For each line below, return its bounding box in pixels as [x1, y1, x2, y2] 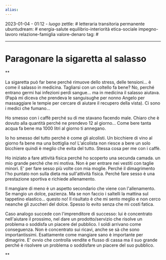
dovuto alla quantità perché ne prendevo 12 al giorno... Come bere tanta [5, 120, 152, 126]
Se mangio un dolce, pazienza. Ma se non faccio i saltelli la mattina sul [5, 190, 149, 196]
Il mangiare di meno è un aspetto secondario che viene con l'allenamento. [5, 186, 156, 191]
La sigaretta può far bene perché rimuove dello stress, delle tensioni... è [5, 79, 152, 85]
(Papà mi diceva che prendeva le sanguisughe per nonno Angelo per [5, 95, 145, 101]
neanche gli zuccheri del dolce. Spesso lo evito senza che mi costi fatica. [5, 201, 155, 207]
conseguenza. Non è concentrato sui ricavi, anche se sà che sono [5, 226, 140, 232]
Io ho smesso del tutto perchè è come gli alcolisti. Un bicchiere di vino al [5, 135, 153, 141]
